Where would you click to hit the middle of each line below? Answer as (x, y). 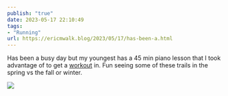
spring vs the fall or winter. (45, 73)
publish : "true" (30, 13)
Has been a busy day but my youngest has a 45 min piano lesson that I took (114, 58)
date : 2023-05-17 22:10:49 (46, 20)
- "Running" (24, 32)
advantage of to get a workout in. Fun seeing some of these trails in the (108, 65)
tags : (15, 26)
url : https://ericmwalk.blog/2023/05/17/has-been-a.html (90, 39)
